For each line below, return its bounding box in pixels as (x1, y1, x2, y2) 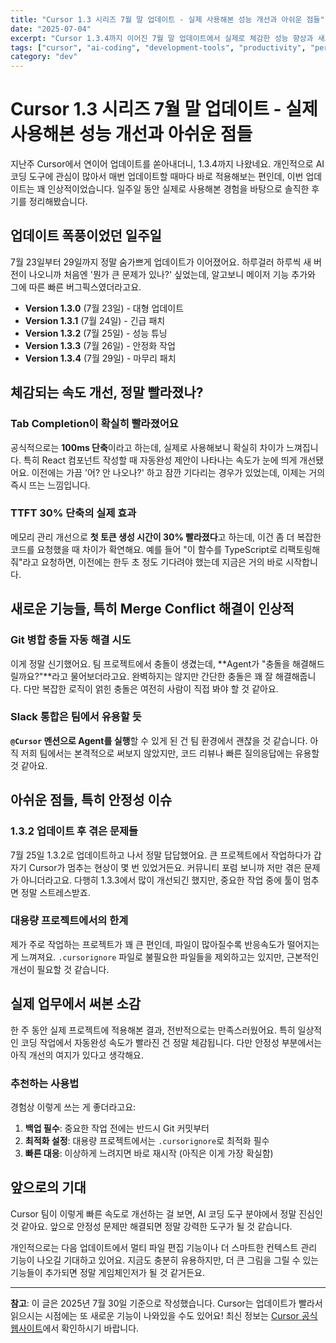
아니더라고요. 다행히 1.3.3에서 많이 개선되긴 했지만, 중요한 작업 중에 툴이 (20, 874, 301, 886)
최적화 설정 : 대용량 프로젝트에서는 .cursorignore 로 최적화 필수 (24, 1134, 270, 1146)
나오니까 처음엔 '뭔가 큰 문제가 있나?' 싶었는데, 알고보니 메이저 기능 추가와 (28, 268, 316, 280)
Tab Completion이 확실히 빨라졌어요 (10, 417, 179, 431)
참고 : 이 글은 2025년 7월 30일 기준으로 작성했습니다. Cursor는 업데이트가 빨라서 (10, 1297, 323, 1309)
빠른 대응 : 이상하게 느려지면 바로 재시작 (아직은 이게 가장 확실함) (24, 1147, 274, 1159)
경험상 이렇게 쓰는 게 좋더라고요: (10, 1101, 137, 1113)
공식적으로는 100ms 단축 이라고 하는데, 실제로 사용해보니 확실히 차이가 (10, 441, 285, 453)
